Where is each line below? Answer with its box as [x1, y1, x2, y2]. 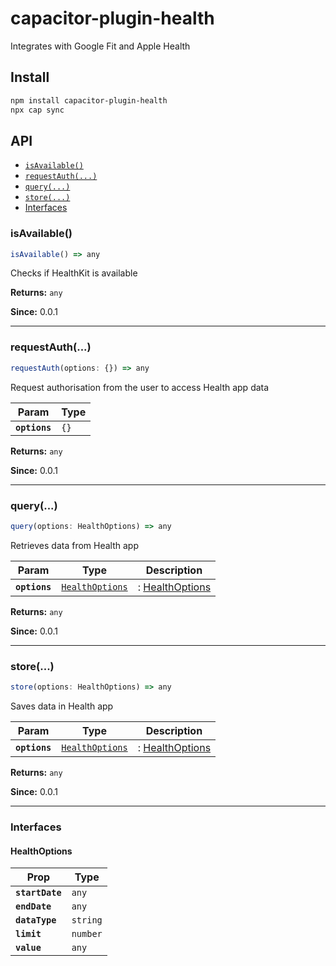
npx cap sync [10, 105, 65, 115]
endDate [15, 901, 52, 912]
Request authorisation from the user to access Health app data [10, 381, 270, 393]
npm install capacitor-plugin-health [10, 95, 168, 106]
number [71, 928, 103, 940]
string [71, 915, 103, 926]
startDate [15, 887, 62, 899]
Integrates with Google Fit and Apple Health [10, 40, 191, 52]
